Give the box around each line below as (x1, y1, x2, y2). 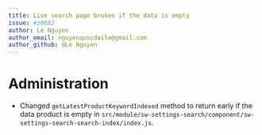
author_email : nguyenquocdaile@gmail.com (8, 33, 148, 42)
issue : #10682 (8, 19, 56, 27)
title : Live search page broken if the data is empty (8, 11, 191, 20)
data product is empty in (19, 110, 101, 119)
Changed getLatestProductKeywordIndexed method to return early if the (19, 101, 252, 111)
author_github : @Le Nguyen (8, 41, 98, 49)
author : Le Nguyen (8, 26, 69, 34)
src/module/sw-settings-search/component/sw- (102, 111, 255, 119)
